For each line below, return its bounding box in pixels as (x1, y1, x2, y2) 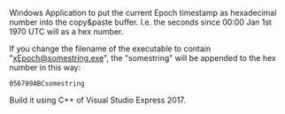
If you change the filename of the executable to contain (9, 43, 212, 54)
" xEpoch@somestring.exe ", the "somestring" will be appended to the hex (9, 53, 276, 63)
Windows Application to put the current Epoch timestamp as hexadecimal (9, 8, 277, 18)
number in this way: (9, 62, 81, 72)
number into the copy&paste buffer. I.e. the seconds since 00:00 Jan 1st (9, 17, 273, 27)
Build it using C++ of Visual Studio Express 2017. (9, 95, 186, 105)
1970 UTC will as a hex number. (9, 27, 124, 36)
